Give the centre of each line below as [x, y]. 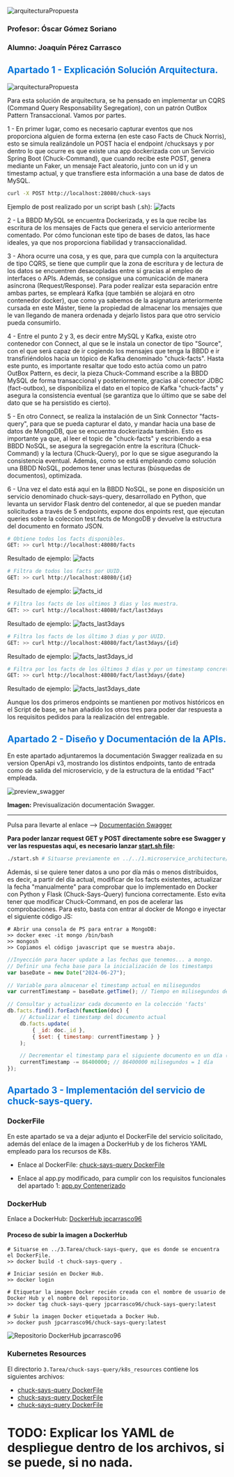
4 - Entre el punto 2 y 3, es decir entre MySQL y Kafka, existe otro [102, 336]
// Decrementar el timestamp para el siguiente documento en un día [121, 1056]
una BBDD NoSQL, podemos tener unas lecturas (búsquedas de [99, 468]
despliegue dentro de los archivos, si [116, 1447]
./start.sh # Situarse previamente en [63, 859]
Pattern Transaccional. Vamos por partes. [67, 115]
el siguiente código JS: [40, 916]
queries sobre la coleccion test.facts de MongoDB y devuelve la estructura [114, 519]
